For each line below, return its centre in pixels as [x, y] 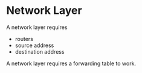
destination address [40, 51]
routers [24, 39]
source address [34, 45]
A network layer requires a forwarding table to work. [71, 63]
